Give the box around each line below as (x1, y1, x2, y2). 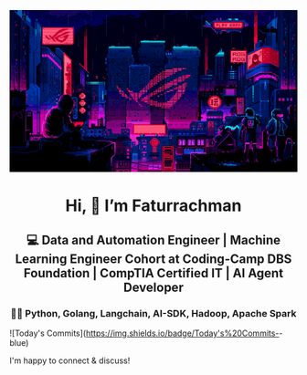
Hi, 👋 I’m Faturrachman (65, 195, 242, 215)
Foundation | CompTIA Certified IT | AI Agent (23, 266, 284, 281)
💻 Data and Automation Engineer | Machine (26, 233, 281, 248)
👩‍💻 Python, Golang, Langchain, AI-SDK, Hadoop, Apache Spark (10, 307, 297, 320)
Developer (122, 280, 185, 296)
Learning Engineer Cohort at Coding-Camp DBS (15, 252, 292, 267)
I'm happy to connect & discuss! (9, 355, 131, 366)
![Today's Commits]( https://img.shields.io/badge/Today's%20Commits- (9, 328, 280, 339)
